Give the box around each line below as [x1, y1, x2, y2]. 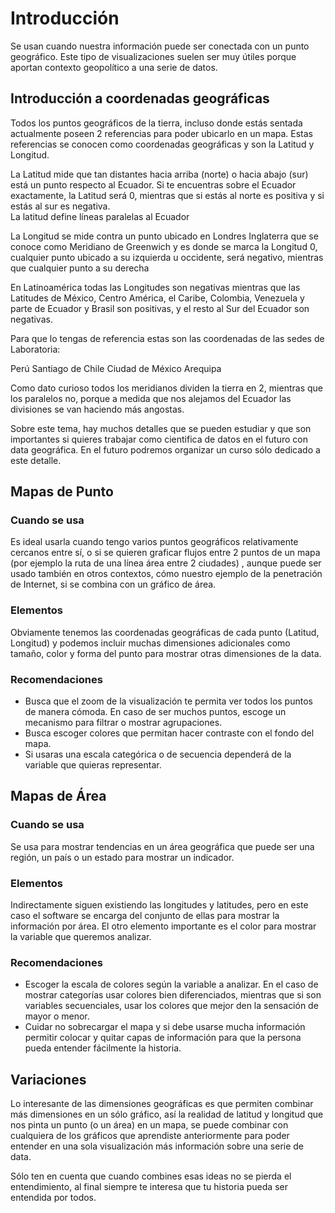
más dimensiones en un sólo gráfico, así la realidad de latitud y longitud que [10, 1108, 324, 1121]
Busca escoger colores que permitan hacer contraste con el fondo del [24, 727, 315, 739]
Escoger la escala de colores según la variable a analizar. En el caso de [24, 978, 319, 991]
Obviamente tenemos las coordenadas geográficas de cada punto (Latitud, [10, 626, 320, 638]
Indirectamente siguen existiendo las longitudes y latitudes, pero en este [10, 899, 309, 911]
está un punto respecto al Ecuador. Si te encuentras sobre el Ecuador [10, 178, 297, 191]
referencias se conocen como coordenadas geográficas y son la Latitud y [10, 138, 315, 150]
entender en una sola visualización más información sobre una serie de [10, 1140, 305, 1152]
